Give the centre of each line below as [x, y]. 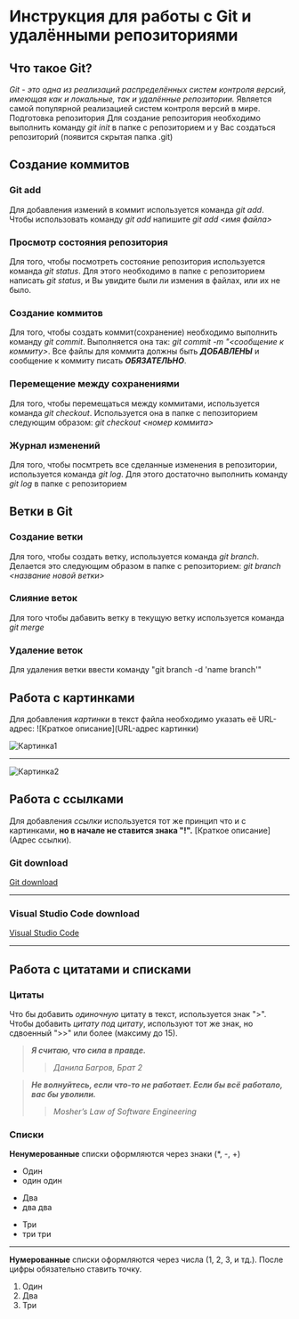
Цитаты [27, 995]
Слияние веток [44, 598]
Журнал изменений [55, 445]
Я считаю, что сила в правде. [89, 1050]
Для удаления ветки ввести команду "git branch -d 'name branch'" [136, 670]
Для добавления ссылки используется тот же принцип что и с [128, 820]
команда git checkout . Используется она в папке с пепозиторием [133, 412]
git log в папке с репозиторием [68, 484]
